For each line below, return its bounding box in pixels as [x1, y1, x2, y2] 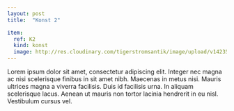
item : [7, 29, 23, 36]
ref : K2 [13, 35, 36, 42]
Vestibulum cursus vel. [7, 97, 72, 105]
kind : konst [13, 42, 49, 49]
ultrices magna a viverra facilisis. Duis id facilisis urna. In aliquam [7, 83, 194, 90]
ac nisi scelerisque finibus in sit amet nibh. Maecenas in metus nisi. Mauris [7, 75, 221, 83]
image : [13, 49, 33, 55]
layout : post [7, 10, 45, 17]
